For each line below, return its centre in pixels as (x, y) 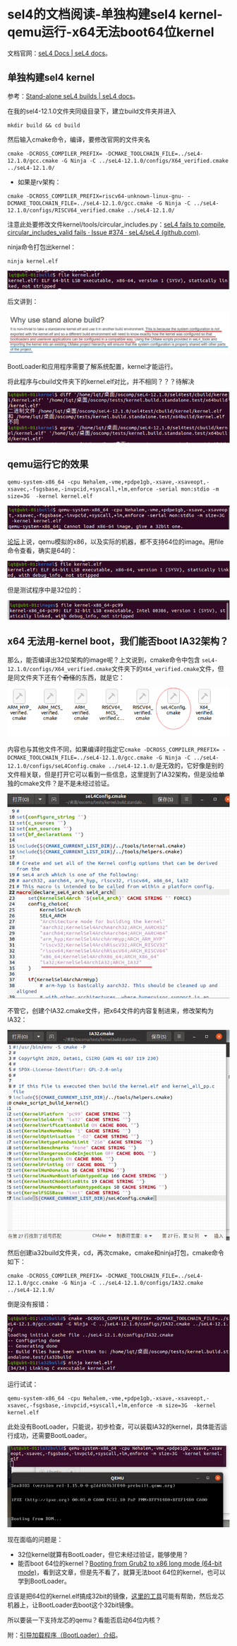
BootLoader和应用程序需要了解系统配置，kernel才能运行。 (92, 367)
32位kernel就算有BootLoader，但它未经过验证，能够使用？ (103, 1554)
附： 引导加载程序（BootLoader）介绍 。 (65, 1635)
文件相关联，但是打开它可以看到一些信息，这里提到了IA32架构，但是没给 (113, 774)
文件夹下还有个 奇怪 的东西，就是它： (72, 678)
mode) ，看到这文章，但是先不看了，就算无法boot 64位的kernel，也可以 (121, 1572)
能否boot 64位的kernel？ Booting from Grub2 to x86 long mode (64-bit (120, 1563)
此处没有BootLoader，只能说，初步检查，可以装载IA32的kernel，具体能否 (114, 1427)
